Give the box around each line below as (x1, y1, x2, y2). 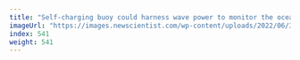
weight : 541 (9, 37, 54, 47)
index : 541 (9, 29, 50, 38)
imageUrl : (9, 21, 46, 30)
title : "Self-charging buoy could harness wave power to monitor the (9, 12, 274, 22)
